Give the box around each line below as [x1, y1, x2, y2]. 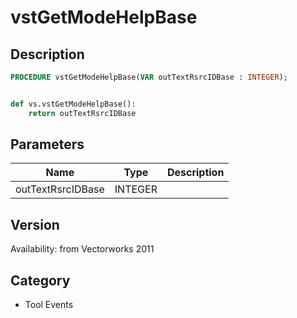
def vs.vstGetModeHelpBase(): [10, 99, 137, 109]
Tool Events [24, 299, 74, 311]
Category [10, 272, 71, 289]
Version [10, 216, 60, 233]
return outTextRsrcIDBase [28, 108, 137, 118]
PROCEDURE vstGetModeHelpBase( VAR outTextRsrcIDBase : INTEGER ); [10, 72, 288, 82]
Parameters [10, 136, 85, 153]
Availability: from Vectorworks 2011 [10, 243, 155, 255]
